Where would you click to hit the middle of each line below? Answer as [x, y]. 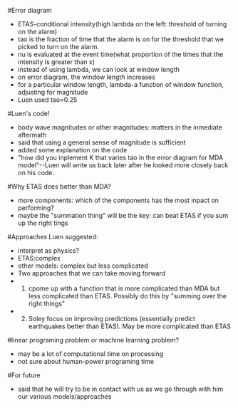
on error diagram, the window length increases [86, 77]
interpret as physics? [48, 251]
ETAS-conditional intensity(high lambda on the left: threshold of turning [122, 24]
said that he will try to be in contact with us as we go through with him [120, 389]
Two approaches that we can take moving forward [92, 273]
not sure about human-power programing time [86, 361]
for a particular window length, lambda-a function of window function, [121, 84]
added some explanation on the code [72, 150]
